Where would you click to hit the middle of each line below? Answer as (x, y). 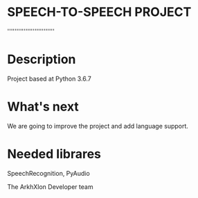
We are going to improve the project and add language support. (98, 126)
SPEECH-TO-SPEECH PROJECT (99, 12)
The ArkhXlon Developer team (50, 187)
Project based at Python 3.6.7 (49, 79)
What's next (43, 107)
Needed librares (54, 154)
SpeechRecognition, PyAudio (48, 173)
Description (42, 59)
